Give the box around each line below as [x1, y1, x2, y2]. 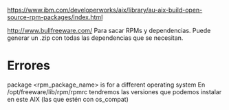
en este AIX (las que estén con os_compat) [7, 95, 129, 103]
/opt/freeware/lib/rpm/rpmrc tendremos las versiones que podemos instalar [7, 87, 222, 96]
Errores [7, 58, 50, 74]
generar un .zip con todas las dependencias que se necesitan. [7, 34, 184, 42]
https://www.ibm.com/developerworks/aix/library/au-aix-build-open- [7, 6, 203, 14]
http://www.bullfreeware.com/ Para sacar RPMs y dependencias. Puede [7, 27, 211, 34]
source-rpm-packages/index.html [7, 13, 103, 21]
